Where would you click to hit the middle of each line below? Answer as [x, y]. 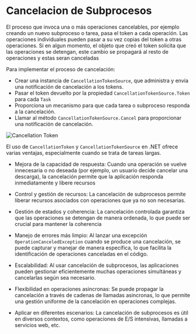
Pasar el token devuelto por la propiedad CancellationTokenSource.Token [102, 93]
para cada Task [33, 99]
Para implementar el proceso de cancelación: [61, 69]
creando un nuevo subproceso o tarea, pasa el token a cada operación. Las [97, 33]
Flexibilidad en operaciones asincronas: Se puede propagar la [89, 289]
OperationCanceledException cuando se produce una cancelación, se [98, 241]
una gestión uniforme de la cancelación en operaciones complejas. [95, 301]
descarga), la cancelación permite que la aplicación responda [89, 176]
